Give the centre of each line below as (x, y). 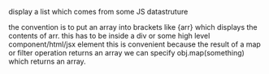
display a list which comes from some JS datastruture (98, 12)
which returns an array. (48, 61)
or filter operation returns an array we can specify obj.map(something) (127, 53)
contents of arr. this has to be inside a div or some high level (109, 36)
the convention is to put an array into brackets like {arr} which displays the (133, 27)
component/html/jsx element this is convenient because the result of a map (135, 44)
